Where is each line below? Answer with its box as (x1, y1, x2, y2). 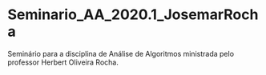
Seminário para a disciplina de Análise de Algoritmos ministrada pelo (7, 49, 234, 58)
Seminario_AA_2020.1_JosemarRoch (7, 6, 259, 24)
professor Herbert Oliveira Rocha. (7, 57, 119, 67)
